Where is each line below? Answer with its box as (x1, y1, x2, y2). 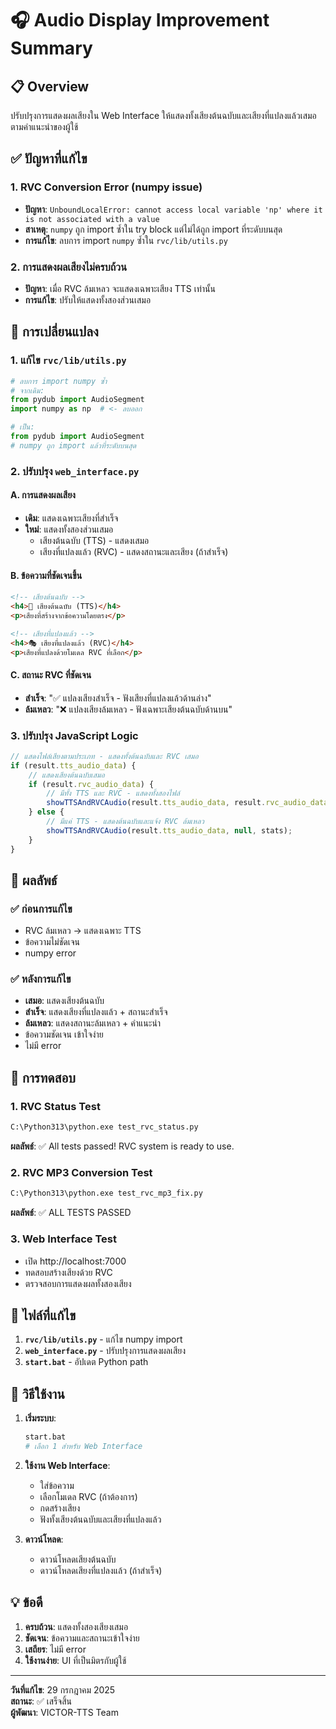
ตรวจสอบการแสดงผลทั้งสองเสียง (24, 1277, 132, 1289)
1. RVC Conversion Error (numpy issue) (10, 180, 203, 194)
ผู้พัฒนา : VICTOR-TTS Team (10, 1706, 119, 1718)
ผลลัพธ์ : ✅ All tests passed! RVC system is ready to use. (10, 1140, 235, 1152)
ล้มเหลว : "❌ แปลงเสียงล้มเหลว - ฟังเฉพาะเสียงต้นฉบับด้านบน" (24, 703, 233, 715)
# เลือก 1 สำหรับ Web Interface (24, 1442, 143, 1452)
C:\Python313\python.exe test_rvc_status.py (10, 1122, 199, 1132)
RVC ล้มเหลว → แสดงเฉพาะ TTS (24, 925, 142, 937)
